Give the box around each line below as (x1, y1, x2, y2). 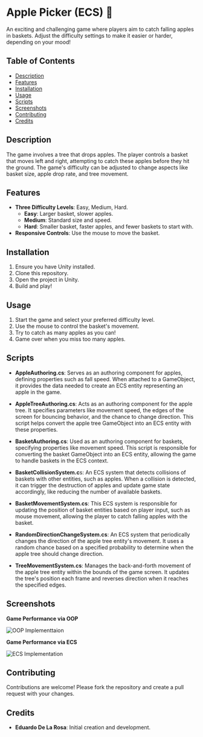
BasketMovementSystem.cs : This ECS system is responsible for (14, 499, 178, 507)
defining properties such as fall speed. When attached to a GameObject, (14, 375, 195, 382)
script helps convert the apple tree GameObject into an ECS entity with (14, 419, 192, 427)
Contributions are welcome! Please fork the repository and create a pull (6, 684, 184, 691)
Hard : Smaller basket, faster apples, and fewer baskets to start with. (24, 223, 194, 230)
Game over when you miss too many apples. (14, 336, 126, 342)
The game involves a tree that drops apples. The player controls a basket (6, 151, 188, 158)
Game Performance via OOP (6, 615, 79, 622)
